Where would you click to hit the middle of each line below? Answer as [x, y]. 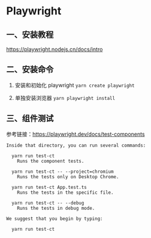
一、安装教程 [30, 34]
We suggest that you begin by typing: [55, 219]
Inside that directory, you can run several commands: [76, 145]
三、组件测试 [30, 119]
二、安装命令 [30, 70]
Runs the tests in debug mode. [56, 208]
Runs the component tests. [51, 161]
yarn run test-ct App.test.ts [49, 187]
